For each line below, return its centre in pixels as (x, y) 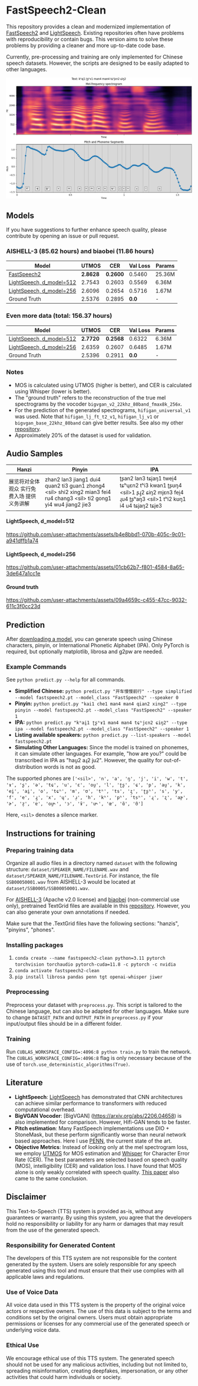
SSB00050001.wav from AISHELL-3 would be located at (71, 882)
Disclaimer (26, 1197)
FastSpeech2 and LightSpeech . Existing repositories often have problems (95, 32)
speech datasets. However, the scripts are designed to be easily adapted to (98, 63)
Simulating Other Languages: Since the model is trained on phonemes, (102, 748)
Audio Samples (34, 454)
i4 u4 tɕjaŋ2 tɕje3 (141, 506)
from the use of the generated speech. (53, 1230)
